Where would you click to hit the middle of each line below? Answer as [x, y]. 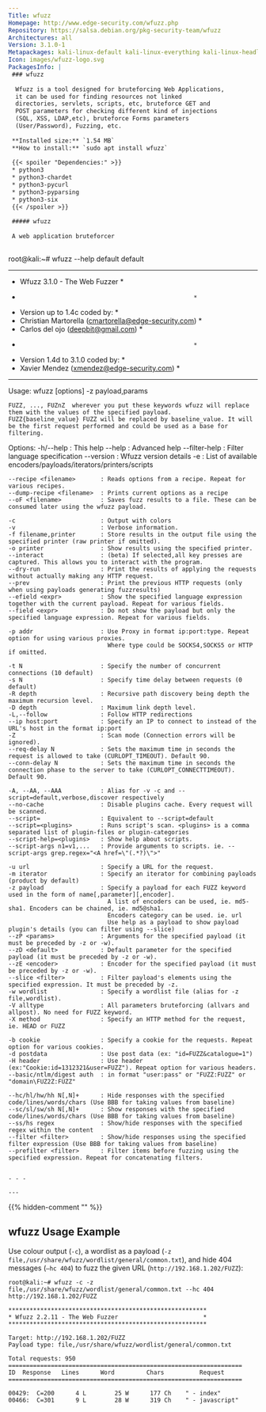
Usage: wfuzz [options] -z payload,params [78, 391]
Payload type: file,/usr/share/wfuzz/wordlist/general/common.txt [120, 1345]
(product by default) [44, 881]
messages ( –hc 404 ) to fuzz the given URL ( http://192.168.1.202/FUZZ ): [126, 1268]
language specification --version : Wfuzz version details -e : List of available [133, 456]
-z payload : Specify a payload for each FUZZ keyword [127, 887]
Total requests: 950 [42, 1358]
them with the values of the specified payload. [90, 412]
